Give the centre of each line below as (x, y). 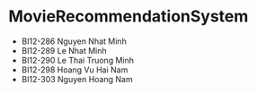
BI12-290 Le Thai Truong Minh (77, 60)
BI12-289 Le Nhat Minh (64, 50)
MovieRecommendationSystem (128, 17)
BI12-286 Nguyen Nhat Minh (74, 41)
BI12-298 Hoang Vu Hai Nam (75, 70)
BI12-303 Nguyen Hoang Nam (77, 79)
